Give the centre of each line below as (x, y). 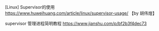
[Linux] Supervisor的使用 (30, 7)
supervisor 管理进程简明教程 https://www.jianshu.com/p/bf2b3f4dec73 (76, 23)
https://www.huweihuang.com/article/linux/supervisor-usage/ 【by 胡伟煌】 (81, 13)
